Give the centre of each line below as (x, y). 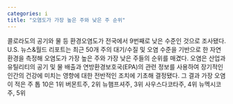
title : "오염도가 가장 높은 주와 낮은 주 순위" (66, 20)
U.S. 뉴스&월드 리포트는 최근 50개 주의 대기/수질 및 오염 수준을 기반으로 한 (108, 49)
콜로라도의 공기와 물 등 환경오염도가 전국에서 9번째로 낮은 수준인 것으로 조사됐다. (116, 41)
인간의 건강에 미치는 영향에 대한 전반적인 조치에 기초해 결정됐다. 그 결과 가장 (110, 75)
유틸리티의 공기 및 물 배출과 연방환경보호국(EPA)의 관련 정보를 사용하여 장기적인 (115, 67)
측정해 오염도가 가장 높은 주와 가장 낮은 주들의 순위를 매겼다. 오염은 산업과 (126, 58)
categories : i (28, 14)
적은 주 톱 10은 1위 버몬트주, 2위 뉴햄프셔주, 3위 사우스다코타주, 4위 (106, 84)
